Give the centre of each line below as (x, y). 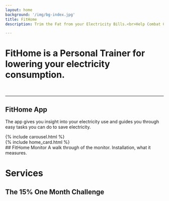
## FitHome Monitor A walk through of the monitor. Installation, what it (78, 147)
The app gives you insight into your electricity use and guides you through (82, 121)
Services (24, 173)
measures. (16, 153)
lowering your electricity (58, 64)
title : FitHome (21, 19)
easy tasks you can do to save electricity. (48, 127)
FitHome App (26, 109)
